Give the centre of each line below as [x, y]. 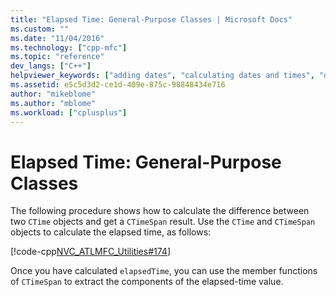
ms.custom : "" [40, 29]
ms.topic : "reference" [57, 57]
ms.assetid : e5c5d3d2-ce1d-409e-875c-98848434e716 [118, 85]
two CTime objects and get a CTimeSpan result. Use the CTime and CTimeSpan [163, 222]
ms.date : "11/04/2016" [57, 38]
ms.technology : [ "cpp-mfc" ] [69, 47]
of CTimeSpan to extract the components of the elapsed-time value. [147, 282]
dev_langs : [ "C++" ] [51, 66]
